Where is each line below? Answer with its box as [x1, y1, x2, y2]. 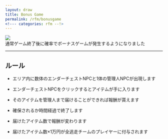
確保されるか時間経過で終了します [12, 107, 83, 113]
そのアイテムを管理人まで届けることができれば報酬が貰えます [12, 97, 139, 103]
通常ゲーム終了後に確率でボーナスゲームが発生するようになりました [5, 40, 145, 46]
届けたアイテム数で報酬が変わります [12, 118, 87, 124]
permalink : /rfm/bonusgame [5, 16, 61, 21]
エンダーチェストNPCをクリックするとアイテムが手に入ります [12, 86, 140, 92]
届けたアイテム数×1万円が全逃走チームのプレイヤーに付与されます [12, 128, 148, 135]
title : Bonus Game [5, 12, 43, 17]
